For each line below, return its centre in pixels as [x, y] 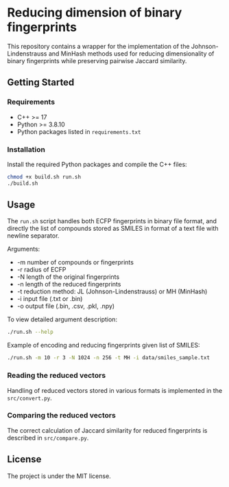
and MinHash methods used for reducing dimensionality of [131, 54]
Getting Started [41, 83]
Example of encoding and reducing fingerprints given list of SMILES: [104, 346]
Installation [26, 149]
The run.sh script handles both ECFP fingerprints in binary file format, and [112, 221]
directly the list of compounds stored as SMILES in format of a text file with [113, 229]
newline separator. [33, 236]
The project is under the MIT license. [59, 476]
